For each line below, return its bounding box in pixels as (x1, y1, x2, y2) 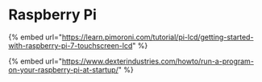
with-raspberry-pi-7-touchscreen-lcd (8, 40, 133, 50)
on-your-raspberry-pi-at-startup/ (8, 64, 119, 74)
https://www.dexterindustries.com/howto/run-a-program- (61, 56, 254, 66)
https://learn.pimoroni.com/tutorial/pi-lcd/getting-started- (61, 32, 254, 42)
